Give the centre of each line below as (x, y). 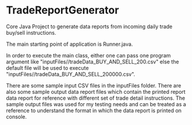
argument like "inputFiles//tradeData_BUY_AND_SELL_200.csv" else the (93, 62)
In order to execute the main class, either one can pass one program (88, 55)
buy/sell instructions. (31, 32)
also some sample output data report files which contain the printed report (96, 92)
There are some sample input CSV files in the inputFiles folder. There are (94, 85)
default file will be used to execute (47, 67)
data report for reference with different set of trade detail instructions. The (96, 98)
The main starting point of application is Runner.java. (70, 44)
